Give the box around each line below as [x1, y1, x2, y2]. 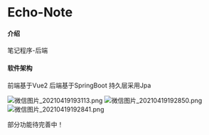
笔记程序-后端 [7, 46, 48, 55]
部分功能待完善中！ [7, 120, 64, 129]
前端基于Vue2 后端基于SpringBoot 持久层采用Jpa [7, 81, 151, 90]
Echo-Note [7, 4, 73, 21]
